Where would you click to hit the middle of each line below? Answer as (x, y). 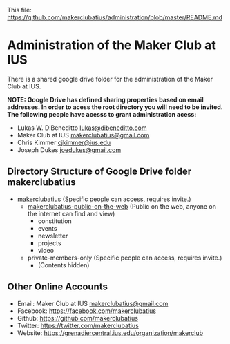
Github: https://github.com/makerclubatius (77, 318)
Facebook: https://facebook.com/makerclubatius (87, 311)
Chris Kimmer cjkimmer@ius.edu (64, 142)
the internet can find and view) (71, 213)
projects (49, 243)
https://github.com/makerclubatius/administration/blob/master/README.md (115, 17)
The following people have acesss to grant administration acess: (102, 114)
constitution (55, 221)
